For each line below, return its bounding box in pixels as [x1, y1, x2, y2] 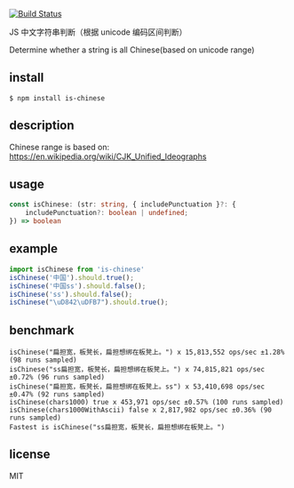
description [9, 118, 75, 133]
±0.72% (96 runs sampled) [9, 373, 105, 382]
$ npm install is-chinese [9, 93, 105, 102]
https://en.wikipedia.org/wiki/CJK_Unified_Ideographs [9, 151, 207, 162]
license [9, 447, 51, 462]
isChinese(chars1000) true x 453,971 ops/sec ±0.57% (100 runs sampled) [9, 398, 284, 407]
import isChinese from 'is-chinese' [9, 265, 145, 274]
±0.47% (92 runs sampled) [9, 390, 105, 399]
